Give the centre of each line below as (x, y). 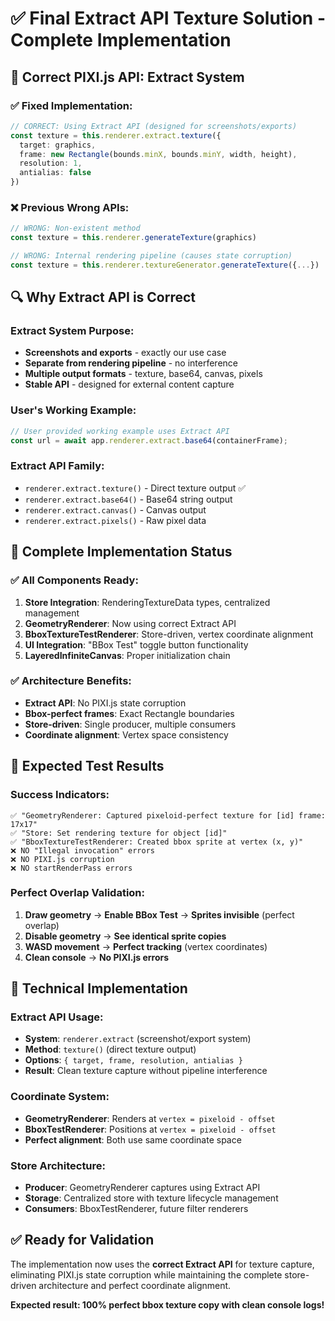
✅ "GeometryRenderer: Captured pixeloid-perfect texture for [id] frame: (168, 815)
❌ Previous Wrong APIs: (70, 207)
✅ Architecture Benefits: (71, 681)
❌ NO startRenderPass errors (71, 868)
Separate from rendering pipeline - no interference (131, 363)
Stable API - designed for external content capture (129, 384)
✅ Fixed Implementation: (71, 105)
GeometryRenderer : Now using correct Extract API (130, 623)
